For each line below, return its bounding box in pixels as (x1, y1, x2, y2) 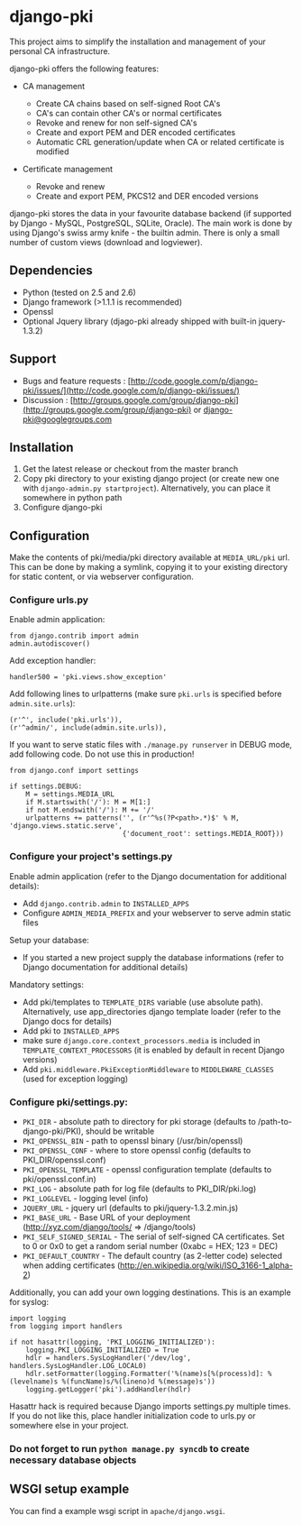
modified (35, 146, 69, 157)
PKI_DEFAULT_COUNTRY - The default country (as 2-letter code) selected (22, 1251, 282, 1262)
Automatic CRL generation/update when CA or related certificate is (35, 136, 285, 147)
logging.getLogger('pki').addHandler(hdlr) (25, 1385, 192, 1394)
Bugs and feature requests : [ (22, 375, 132, 386)
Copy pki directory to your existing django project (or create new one (22, 473, 279, 484)
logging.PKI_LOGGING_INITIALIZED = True (25, 1346, 179, 1355)
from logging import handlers (9, 1322, 124, 1331)
